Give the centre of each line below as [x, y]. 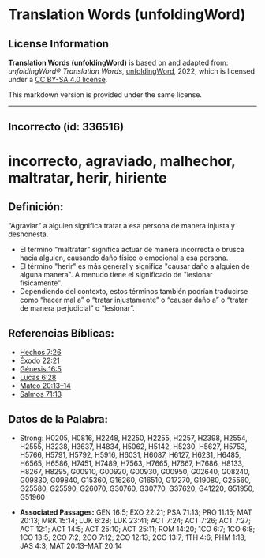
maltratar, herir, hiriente [88, 177]
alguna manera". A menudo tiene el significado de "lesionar [116, 275]
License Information [58, 44]
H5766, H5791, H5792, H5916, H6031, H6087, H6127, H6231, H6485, [130, 455]
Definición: [36, 207]
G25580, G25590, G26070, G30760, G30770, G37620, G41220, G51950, [137, 488]
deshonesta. [28, 234]
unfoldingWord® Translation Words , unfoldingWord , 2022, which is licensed [131, 71]
